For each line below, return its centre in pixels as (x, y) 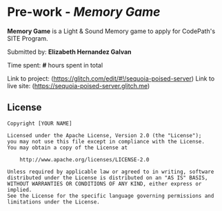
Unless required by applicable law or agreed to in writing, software (111, 172)
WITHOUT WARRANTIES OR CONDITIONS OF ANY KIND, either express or (104, 183)
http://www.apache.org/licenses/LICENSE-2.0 (84, 159)
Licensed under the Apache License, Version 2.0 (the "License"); (104, 135)
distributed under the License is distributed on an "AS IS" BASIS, (108, 178)
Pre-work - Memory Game (84, 12)
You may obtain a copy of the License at (68, 148)
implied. (20, 190)
